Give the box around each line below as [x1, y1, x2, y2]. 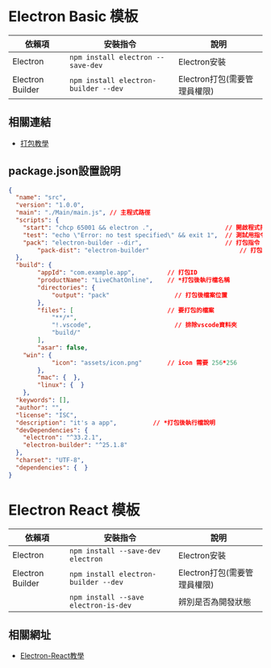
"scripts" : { [15, 216, 60, 224]
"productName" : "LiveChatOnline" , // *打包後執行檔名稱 [37, 276, 230, 285]
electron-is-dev [69, 600, 132, 610]
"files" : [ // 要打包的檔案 [37, 306, 215, 315]
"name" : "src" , [15, 194, 67, 202]
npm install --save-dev [69, 546, 161, 555]
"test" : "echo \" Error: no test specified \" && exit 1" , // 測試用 [23, 231, 254, 239]
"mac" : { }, [37, 374, 81, 382]
